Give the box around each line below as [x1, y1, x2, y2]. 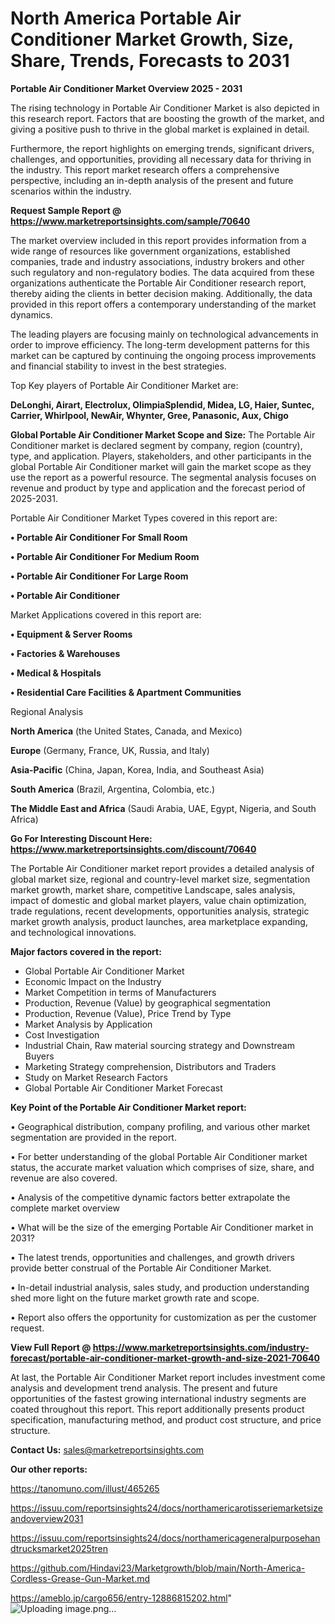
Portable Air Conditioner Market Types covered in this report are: [10, 512, 278, 524]
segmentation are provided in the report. [10, 1131, 177, 1143]
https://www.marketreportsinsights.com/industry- [92, 1341, 310, 1353]
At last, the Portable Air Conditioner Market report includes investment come [10, 1371, 326, 1383]
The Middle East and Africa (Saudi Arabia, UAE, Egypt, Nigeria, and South [10, 802, 317, 814]
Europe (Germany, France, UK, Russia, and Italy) [10, 744, 210, 756]
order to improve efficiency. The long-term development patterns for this [10, 338, 310, 351]
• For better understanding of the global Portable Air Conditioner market [10, 1150, 308, 1162]
